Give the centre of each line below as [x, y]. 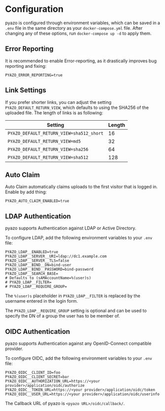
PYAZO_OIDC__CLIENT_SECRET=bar [37, 377]
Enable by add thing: [26, 192]
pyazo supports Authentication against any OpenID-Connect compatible [78, 343]
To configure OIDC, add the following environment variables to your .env [79, 358]
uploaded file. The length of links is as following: [54, 113]
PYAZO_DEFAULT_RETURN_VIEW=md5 [44, 141]
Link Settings [26, 90]
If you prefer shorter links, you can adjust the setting [58, 102]
